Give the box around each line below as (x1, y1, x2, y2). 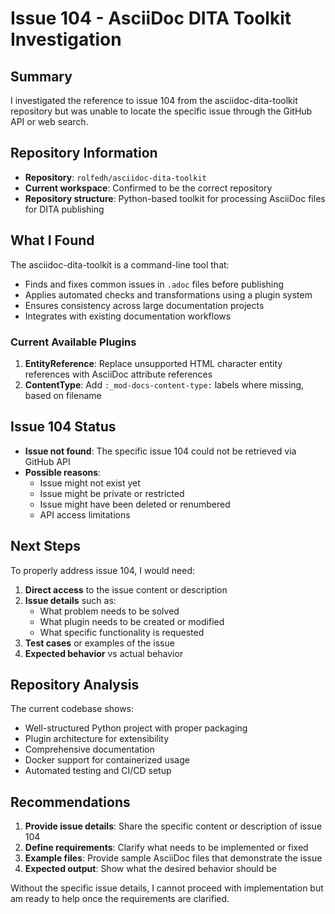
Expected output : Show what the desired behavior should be (24, 863, 277, 875)
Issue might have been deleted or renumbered (39, 498, 231, 510)
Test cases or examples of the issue (24, 637, 175, 649)
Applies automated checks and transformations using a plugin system (24, 288, 313, 301)
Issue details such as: (24, 594, 117, 606)
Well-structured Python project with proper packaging (24, 722, 248, 734)
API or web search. (10, 116, 89, 127)
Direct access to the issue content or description (24, 583, 228, 596)
